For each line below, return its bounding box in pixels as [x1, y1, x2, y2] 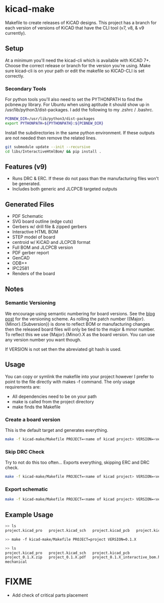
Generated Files [5, 200, 55, 209]
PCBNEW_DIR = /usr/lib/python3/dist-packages [5, 116, 95, 121]
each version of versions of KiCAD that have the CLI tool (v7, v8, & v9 [5, 25, 144, 30]
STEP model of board [12, 234, 55, 240]
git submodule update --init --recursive [5, 144, 91, 149]
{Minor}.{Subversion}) [5, 321, 50, 327]
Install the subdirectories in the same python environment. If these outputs [5, 130, 155, 135]
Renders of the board [12, 271, 55, 277]
